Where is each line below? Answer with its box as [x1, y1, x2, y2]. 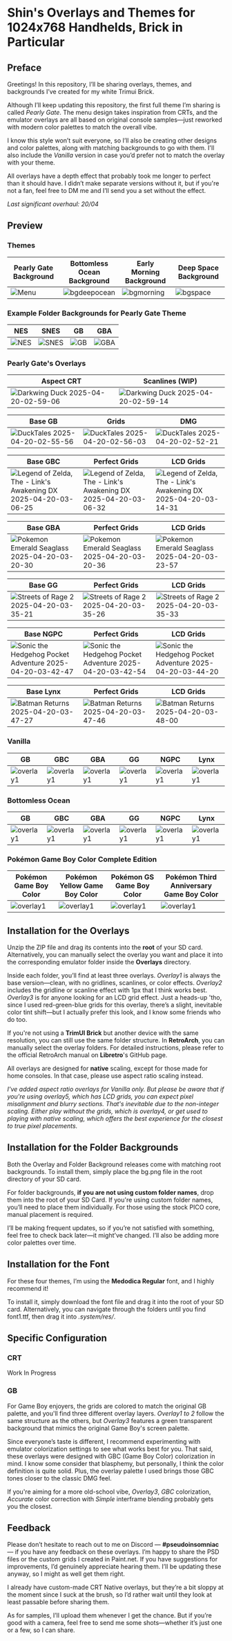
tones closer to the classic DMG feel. [7, 1474, 112, 1482]
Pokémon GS [110, 872, 155, 882]
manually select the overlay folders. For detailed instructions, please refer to [7, 1043, 224, 1052]
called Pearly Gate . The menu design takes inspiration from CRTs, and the [7, 109, 218, 116]
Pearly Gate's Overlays [7, 358, 86, 368]
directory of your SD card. [7, 1175, 81, 1183]
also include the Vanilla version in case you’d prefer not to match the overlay [7, 151, 225, 159]
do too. [7, 1015, 28, 1023]
